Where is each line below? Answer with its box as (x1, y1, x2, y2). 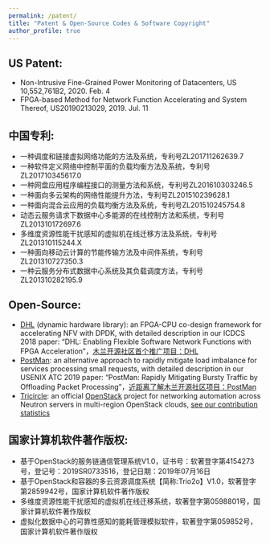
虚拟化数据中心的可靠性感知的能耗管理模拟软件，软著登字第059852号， (19, 516, 258, 526)
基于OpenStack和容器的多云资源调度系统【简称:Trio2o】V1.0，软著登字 (19, 476, 256, 486)
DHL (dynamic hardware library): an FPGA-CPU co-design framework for (19, 319, 262, 329)
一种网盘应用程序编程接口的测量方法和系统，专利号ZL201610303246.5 (19, 180, 253, 190)
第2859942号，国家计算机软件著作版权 (19, 486, 150, 496)
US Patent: (8, 56, 63, 70)
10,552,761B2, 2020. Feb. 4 (19, 86, 111, 96)
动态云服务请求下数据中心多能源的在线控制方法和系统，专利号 (19, 211, 225, 219)
